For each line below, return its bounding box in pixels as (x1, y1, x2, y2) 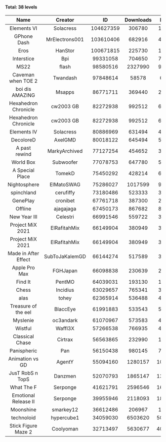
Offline (15, 205, 31, 212)
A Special (12, 167, 35, 174)
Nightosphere (7, 181, 40, 188)
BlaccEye (54, 306, 76, 313)
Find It (16, 278, 31, 285)
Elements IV (9, 128, 38, 135)
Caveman (12, 71, 35, 78)
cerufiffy (55, 189, 75, 196)
